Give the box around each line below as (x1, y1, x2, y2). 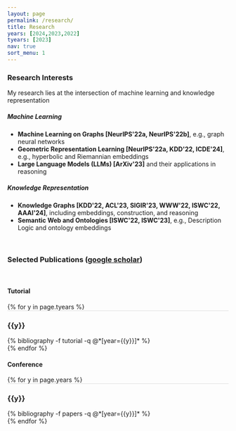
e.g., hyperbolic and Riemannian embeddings (17, 153, 149, 161)
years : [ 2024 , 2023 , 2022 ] (7, 30, 80, 37)
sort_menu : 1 (7, 50, 46, 57)
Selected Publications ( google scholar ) (7, 255, 143, 264)
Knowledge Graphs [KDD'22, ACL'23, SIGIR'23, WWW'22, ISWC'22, (17, 201, 221, 210)
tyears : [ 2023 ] (7, 37, 52, 44)
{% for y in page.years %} (7, 375, 83, 384)
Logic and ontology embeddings (17, 224, 112, 232)
